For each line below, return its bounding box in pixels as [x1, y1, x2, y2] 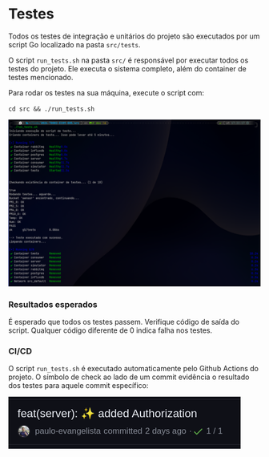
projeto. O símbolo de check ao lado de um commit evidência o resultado [8, 372, 250, 382]
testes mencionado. [8, 72, 74, 82]
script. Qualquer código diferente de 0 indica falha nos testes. [8, 326, 213, 335]
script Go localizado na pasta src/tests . [8, 39, 142, 49]
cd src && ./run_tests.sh [8, 105, 94, 113]
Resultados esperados [8, 298, 98, 309]
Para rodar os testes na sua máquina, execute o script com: [8, 87, 205, 97]
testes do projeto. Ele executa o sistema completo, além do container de [8, 63, 247, 73]
